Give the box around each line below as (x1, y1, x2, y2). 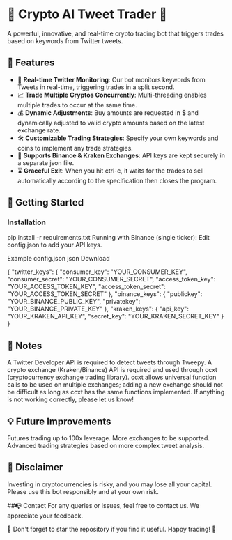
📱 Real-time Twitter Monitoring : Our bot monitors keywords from (17, 75, 206, 84)
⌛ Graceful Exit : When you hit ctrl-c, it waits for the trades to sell (17, 167, 204, 175)
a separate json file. (17, 158, 75, 167)
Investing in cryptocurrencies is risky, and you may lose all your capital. (7, 480, 212, 488)
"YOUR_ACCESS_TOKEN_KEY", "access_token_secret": (7, 282, 166, 291)
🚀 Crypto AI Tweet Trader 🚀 (7, 6, 167, 22)
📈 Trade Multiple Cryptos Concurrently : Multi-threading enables (17, 91, 207, 99)
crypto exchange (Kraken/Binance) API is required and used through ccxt (7, 366, 218, 374)
